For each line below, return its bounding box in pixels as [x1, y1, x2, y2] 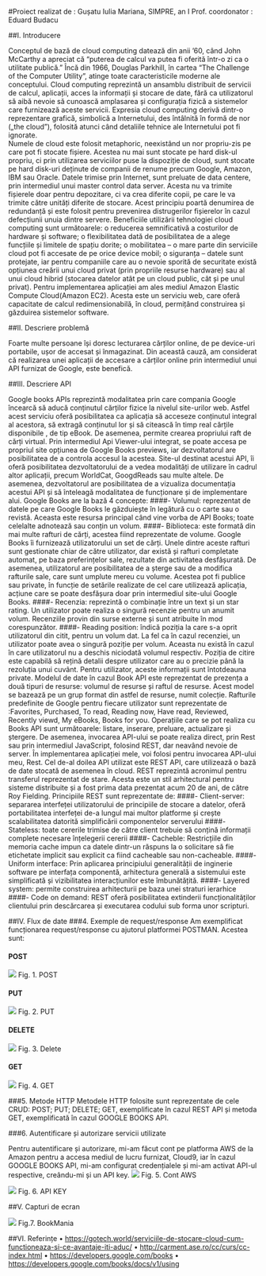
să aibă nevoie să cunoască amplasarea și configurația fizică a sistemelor [8, 97, 248, 106]
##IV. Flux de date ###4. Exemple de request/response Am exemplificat [8, 917, 243, 926]
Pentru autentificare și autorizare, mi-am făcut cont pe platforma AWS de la [8, 1143, 254, 1153]
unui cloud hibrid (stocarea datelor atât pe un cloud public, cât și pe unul [8, 274, 245, 283]
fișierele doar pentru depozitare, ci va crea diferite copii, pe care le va [8, 190, 236, 199]
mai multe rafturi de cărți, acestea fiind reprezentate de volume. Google [8, 530, 241, 539]
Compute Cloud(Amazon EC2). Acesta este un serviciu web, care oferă [8, 291, 241, 300]
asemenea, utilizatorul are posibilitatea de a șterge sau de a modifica [8, 563, 233, 573]
